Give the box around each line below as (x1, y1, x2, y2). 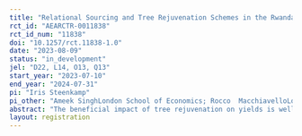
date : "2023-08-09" (9, 47, 83, 55)
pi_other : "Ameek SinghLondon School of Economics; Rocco (9, 96, 231, 106)
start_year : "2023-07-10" (9, 72, 106, 81)
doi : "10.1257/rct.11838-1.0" (9, 38, 123, 47)
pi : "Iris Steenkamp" (9, 88, 91, 97)
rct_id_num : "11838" (9, 30, 87, 38)
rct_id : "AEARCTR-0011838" (9, 21, 111, 30)
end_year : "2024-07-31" (9, 80, 99, 89)
